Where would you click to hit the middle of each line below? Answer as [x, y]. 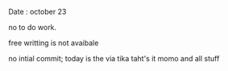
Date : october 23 [37, 12]
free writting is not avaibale [54, 43]
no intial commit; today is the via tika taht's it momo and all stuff [114, 58]
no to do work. [33, 27]
